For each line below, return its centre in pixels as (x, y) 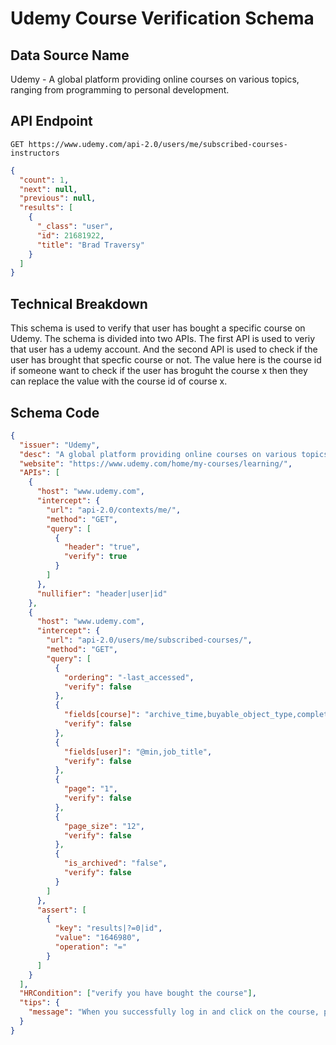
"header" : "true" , (102, 547)
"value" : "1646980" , (97, 938)
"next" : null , (48, 189)
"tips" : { (39, 1003)
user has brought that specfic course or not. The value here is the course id (166, 360)
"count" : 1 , (44, 180)
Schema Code (55, 412)
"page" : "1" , (90, 789)
